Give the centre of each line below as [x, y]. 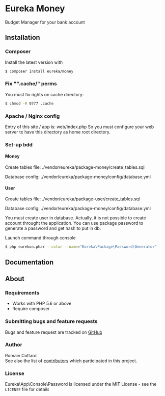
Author [14, 345]
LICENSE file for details [27, 389]
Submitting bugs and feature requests [52, 321]
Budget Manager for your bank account [45, 22]
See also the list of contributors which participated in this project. [71, 361]
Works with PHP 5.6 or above [42, 304]
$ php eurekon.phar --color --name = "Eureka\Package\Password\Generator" [81, 247]
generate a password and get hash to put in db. [53, 228]
